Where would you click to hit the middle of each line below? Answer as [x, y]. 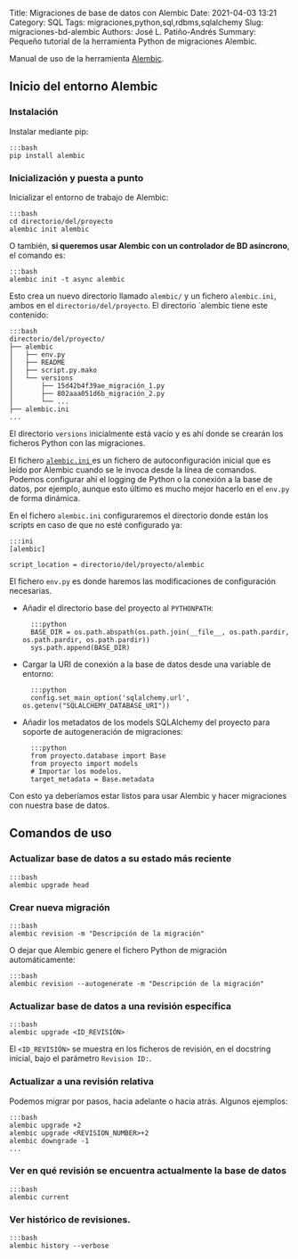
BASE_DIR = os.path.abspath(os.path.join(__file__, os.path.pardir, [160, 632]
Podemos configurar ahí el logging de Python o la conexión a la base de [141, 479]
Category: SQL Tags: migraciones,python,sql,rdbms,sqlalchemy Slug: [137, 22]
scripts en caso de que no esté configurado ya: [96, 524]
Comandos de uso [61, 833]
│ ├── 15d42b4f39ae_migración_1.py [87, 386]
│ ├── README [37, 362]
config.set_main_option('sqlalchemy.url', [110, 698]
